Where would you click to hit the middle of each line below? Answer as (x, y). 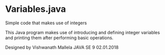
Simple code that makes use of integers (46, 23)
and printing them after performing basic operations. (59, 38)
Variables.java (35, 9)
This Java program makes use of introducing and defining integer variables (82, 32)
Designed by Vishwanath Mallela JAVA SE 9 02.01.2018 (62, 47)
